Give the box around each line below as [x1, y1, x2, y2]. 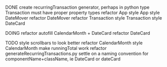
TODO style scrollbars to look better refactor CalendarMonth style [5, 40, 143, 46]
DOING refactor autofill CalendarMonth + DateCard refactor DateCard [5, 30, 150, 36]
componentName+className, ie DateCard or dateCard [5, 56, 120, 62]
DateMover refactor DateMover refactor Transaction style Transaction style [5, 15, 162, 21]
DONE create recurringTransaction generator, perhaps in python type [5, 5, 150, 10]
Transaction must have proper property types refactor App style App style [5, 10, 160, 16]
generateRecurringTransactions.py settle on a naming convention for [5, 50, 149, 56]
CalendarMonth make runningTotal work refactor [5, 45, 107, 51]
